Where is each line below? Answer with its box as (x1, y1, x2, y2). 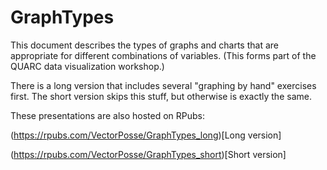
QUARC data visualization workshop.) (10, 60, 165, 72)
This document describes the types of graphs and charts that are (10, 39, 279, 51)
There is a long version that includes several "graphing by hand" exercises (10, 79, 317, 91)
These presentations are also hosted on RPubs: (10, 109, 206, 121)
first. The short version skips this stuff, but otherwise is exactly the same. (10, 90, 312, 102)
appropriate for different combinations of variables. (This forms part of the (10, 49, 317, 61)
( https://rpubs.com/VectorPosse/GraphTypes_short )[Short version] (10, 148, 287, 160)
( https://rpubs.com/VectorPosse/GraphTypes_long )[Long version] (10, 129, 282, 141)
